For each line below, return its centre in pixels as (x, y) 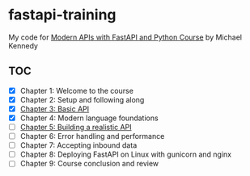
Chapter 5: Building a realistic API (76, 127)
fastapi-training (62, 15)
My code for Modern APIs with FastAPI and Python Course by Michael (125, 37)
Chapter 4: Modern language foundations (89, 118)
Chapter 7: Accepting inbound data (78, 145)
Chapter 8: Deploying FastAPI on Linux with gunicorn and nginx (126, 154)
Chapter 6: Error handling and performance (92, 136)
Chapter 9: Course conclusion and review (89, 164)
